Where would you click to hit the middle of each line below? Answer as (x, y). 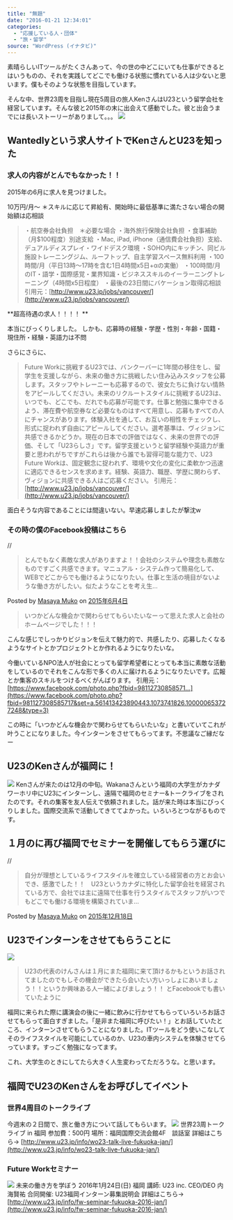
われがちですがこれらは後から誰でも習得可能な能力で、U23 (128, 454)
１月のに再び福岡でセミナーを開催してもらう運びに (116, 843)
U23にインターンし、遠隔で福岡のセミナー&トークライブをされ (134, 793)
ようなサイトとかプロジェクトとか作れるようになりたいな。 (93, 648)
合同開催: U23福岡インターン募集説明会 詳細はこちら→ (105, 1194)
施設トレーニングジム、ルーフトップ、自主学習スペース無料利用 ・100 (124, 256)
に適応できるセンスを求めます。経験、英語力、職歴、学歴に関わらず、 (124, 471)
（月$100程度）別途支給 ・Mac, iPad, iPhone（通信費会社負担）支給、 (125, 239)
